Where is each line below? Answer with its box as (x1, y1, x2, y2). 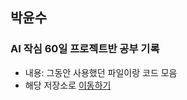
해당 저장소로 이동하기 (24, 79, 112, 91)
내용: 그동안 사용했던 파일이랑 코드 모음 (24, 66, 178, 78)
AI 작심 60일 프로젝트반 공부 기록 (10, 42, 160, 56)
